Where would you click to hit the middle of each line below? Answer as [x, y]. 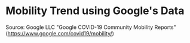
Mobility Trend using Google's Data [95, 11]
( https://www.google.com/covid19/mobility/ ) [60, 33]
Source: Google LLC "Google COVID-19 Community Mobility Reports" [91, 27]
